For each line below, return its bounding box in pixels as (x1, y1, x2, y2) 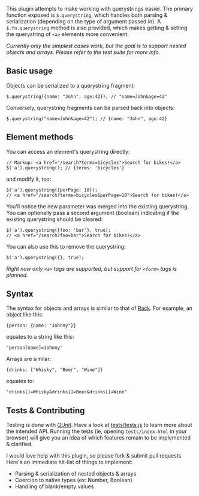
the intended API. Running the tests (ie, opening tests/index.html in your (6, 428, 187, 435)
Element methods (6, 132, 74, 142)
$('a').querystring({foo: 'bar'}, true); (6, 227, 111, 233)
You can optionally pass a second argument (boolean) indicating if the (6, 209, 180, 216)
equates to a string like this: (6, 333, 74, 340)
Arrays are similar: (6, 355, 52, 363)
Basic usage (6, 66, 53, 76)
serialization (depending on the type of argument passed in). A (6, 18, 161, 25)
